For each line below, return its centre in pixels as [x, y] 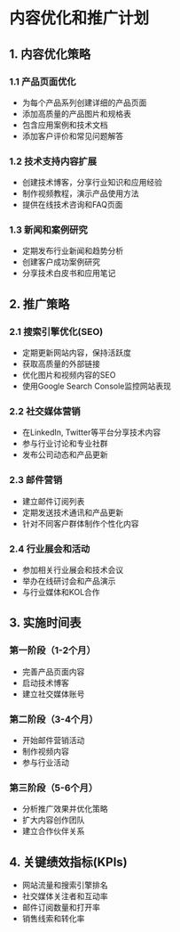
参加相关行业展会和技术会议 [73, 570]
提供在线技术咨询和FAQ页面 [72, 205]
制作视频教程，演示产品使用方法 [80, 193]
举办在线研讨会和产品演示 [69, 581]
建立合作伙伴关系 [53, 831]
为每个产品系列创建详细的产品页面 [84, 102]
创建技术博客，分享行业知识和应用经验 [92, 183]
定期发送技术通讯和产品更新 [73, 512]
